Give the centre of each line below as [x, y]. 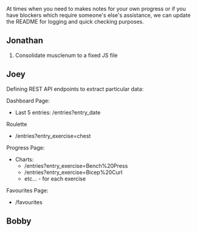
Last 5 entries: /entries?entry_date [58, 112]
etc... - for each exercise [55, 179]
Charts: [24, 159]
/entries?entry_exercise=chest [53, 136]
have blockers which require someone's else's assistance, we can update [98, 15]
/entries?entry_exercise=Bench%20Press [76, 165]
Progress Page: [26, 147]
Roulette [17, 124]
